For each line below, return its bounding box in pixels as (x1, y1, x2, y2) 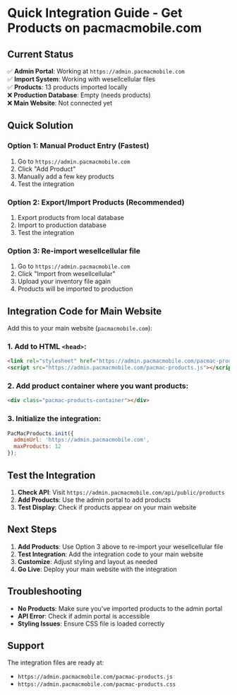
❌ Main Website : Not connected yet (7, 99, 113, 107)
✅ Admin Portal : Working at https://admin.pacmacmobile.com (7, 67, 185, 75)
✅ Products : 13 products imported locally (7, 83, 128, 91)
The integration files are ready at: (7, 658, 104, 667)
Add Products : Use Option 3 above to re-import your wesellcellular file (17, 542, 224, 551)
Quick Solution (7, 120, 74, 132)
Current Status (7, 48, 74, 60)
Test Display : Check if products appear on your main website (17, 502, 197, 511)
